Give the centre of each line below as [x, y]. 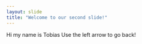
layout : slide [24, 12]
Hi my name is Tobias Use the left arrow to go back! [71, 34]
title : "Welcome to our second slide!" [57, 17]
